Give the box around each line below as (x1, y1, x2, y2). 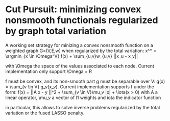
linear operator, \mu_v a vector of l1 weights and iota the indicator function (5, 94, 161, 101)
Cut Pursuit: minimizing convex (5, 4, 141, 15)
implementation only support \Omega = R (5, 68, 92, 75)
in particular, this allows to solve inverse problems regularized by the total (5, 104, 160, 110)
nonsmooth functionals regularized (5, 14, 158, 26)
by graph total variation (5, 26, 106, 37)
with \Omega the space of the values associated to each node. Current (5, 63, 154, 69)
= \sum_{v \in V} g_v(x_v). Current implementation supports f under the (5, 83, 154, 90)
